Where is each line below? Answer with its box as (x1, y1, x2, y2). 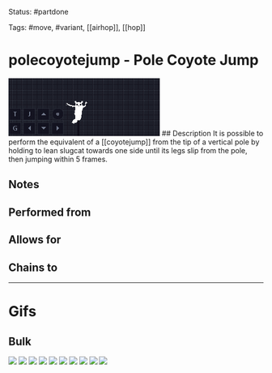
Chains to (8, 260, 58, 274)
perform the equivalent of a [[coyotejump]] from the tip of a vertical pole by (8, 137, 260, 147)
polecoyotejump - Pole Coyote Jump (8, 51, 259, 70)
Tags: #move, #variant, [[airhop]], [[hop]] (8, 23, 146, 32)
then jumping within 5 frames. (8, 154, 108, 164)
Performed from (8, 205, 91, 219)
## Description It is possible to (161, 128, 264, 138)
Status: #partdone (8, 7, 69, 16)
